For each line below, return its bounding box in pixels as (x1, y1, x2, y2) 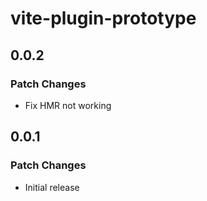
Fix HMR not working (24, 99, 112, 111)
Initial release (24, 181, 80, 193)
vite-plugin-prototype (10, 7, 197, 30)
